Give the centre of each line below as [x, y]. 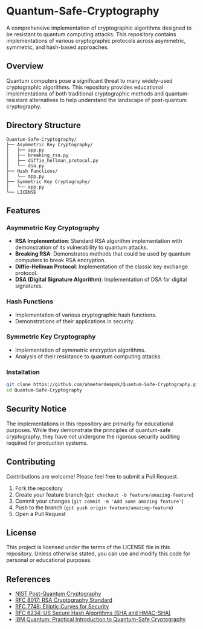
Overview [25, 66]
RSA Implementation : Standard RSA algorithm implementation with [98, 241]
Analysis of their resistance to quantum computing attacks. [88, 356]
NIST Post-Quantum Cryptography [58, 594]
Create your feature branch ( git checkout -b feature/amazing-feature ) [104, 494]
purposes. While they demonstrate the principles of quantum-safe [89, 430]
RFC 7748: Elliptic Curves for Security [62, 607]
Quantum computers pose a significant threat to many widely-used [90, 80]
